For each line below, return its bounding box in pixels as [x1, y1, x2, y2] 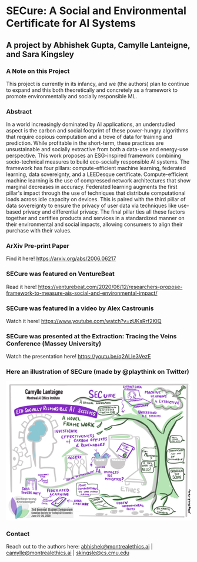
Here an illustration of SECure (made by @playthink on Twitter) [6, 368, 189, 376]
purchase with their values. [6, 227, 72, 234]
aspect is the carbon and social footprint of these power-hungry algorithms [6, 127, 189, 134]
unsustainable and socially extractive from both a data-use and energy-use [6, 146, 189, 153]
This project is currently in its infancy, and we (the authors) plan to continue [6, 80, 189, 87]
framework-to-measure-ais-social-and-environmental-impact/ [6, 290, 158, 297]
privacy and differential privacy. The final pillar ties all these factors [22, 208, 185, 215]
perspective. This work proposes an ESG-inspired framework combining [6, 152, 181, 159]
